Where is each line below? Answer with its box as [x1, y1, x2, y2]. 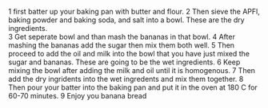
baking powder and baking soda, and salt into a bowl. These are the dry [8, 15, 246, 25]
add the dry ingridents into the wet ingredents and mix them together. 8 [8, 75, 244, 83]
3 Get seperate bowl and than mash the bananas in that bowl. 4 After [8, 32, 236, 41]
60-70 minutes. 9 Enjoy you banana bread [8, 91, 147, 100]
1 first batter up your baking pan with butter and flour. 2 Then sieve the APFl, [8, 7, 260, 16]
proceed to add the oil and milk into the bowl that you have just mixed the [8, 49, 250, 58]
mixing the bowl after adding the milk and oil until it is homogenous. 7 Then [8, 66, 256, 75]
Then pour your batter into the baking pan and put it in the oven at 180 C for [8, 83, 258, 92]
